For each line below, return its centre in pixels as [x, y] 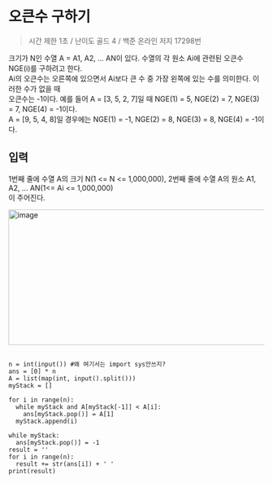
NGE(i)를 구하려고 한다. [45, 68]
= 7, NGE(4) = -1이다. [43, 109]
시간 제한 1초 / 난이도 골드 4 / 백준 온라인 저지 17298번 [115, 41]
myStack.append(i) [47, 421]
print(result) [32, 471]
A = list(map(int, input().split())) [72, 378]
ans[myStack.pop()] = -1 [58, 442]
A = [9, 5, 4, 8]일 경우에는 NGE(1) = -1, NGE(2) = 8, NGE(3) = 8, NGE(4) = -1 [133, 119]
